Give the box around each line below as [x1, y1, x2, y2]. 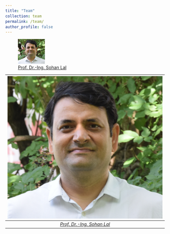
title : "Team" [5, 8, 35, 13]
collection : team [5, 13, 42, 19]
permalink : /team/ [5, 19, 44, 24]
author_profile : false [5, 24, 53, 29]
